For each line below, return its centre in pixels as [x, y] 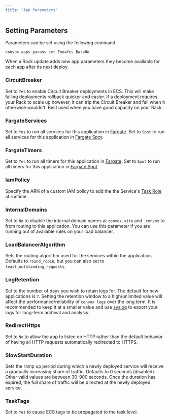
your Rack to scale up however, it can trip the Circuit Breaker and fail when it [85, 102]
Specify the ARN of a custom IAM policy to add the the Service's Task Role [83, 191]
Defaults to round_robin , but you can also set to [55, 261]
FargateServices [26, 121]
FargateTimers [24, 150]
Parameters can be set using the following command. [61, 43]
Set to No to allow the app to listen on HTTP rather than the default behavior [84, 337]
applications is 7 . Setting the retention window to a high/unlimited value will [84, 296]
